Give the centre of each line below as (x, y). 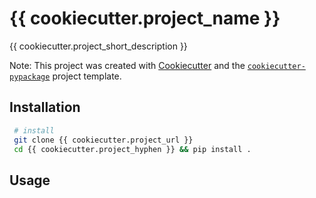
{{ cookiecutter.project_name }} (145, 18)
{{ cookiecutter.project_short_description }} (98, 46)
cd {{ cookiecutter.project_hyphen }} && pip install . (132, 149)
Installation (45, 107)
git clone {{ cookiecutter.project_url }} (103, 140)
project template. (87, 76)
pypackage (30, 77)
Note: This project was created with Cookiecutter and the (127, 65)
